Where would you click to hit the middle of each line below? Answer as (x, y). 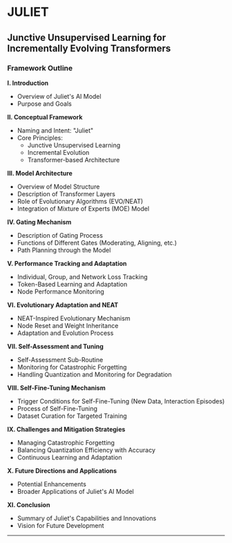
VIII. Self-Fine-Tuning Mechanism (56, 388)
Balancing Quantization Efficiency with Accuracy (86, 450)
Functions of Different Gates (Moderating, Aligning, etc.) (97, 242)
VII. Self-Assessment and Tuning (55, 346)
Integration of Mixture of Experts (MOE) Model (83, 209)
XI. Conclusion (29, 504)
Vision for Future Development (61, 525)
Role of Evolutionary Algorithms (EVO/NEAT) (80, 201)
